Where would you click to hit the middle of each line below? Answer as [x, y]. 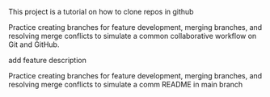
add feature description [47, 60]
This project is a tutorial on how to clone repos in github [101, 12]
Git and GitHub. [34, 44]
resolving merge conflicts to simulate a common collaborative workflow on [133, 36]
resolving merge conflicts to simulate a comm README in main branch [126, 84]
